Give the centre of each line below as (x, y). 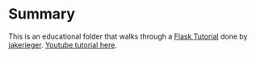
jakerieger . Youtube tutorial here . (63, 44)
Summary (42, 14)
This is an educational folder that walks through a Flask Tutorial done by (128, 36)
